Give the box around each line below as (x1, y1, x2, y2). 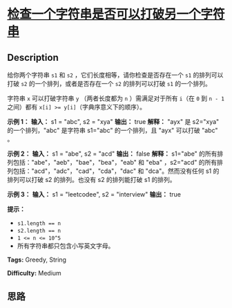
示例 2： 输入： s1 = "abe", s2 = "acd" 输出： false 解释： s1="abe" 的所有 (7, 150, 217, 158)
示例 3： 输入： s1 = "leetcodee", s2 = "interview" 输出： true (7, 190, 182, 198)
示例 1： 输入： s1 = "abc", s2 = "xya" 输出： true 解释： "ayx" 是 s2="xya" (7, 118, 220, 125)
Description (7, 51, 59, 63)
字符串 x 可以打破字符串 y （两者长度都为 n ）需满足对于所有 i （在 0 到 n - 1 (7, 94, 225, 102)
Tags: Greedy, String (7, 255, 67, 264)
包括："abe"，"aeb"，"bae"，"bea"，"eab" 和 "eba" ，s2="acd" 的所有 (12, 158, 217, 166)
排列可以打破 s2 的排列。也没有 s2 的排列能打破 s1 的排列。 (7, 176, 176, 183)
